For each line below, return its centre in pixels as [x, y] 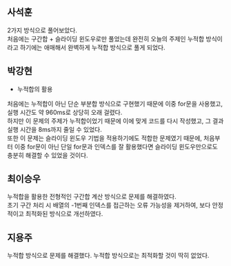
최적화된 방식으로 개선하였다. [64, 214]
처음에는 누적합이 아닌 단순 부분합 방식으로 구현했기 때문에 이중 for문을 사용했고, [115, 103]
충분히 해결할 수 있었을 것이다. [48, 155]
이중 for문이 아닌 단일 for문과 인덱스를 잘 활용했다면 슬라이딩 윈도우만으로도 [116, 146]
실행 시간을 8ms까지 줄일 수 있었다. [54, 129]
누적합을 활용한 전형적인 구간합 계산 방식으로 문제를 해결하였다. [92, 197]
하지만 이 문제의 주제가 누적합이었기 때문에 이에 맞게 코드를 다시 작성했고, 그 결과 [115, 121]
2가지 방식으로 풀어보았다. [42, 30]
